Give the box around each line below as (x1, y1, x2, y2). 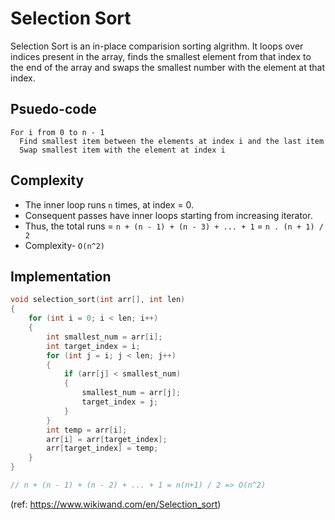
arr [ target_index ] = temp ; (46, 443, 159, 454)
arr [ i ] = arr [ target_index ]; (46, 434, 168, 444)
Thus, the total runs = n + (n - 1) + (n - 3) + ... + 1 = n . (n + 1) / (24, 220, 324, 232)
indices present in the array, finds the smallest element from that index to (10, 50, 312, 62)
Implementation (10, 268, 112, 285)
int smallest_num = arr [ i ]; (46, 332, 163, 342)
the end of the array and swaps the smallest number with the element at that (10, 61, 325, 73)
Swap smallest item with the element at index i (19, 145, 226, 155)
